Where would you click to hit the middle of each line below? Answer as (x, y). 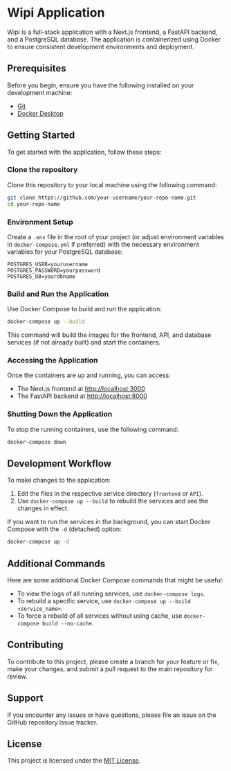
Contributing (35, 645)
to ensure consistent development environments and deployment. (101, 46)
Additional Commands (56, 563)
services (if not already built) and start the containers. (84, 343)
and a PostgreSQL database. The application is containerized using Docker (114, 39)
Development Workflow (59, 464)
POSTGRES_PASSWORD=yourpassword (54, 270)
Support (25, 698)
